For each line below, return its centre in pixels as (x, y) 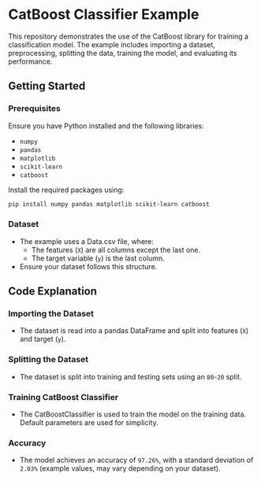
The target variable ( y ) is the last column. (98, 258)
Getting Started (47, 86)
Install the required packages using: (66, 190)
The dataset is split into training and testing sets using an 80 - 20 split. (130, 376)
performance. (30, 61)
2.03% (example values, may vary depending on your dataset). (120, 468)
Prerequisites (34, 109)
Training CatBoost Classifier (63, 397)
